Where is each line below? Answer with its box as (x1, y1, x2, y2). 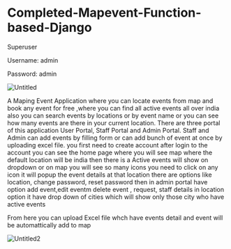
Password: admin (7, 70, 57, 78)
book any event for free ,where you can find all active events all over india (7, 104, 220, 112)
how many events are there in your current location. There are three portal (7, 118, 221, 127)
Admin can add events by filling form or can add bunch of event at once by (7, 134, 223, 142)
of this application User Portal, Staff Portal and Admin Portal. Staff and (7, 126, 209, 134)
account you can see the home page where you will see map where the (7, 148, 213, 156)
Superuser (7, 42, 38, 51)
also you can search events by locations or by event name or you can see (7, 111, 219, 120)
